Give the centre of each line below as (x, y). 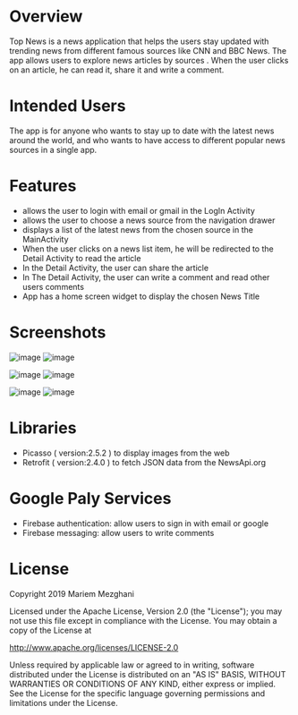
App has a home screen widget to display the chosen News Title (141, 296)
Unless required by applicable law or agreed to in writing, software (132, 665)
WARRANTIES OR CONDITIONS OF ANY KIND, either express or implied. (142, 684)
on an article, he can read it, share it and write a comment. (117, 70)
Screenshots (58, 332)
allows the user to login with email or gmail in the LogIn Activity (138, 210)
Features (43, 186)
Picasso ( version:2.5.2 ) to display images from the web (126, 453)
